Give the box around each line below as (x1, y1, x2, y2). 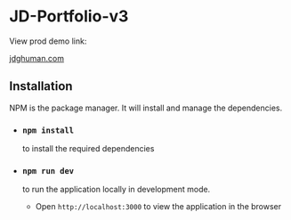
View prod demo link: (9, 36, 87, 46)
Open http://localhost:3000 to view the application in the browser (35, 201, 282, 212)
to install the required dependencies (21, 143, 155, 154)
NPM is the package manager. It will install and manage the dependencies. (9, 102, 283, 113)
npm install (21, 125, 74, 135)
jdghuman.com (9, 53, 65, 63)
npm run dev (21, 166, 74, 175)
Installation (9, 78, 73, 94)
